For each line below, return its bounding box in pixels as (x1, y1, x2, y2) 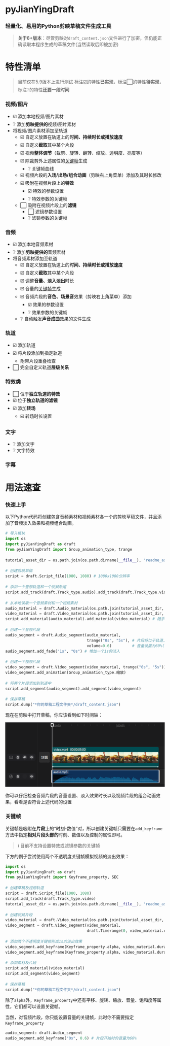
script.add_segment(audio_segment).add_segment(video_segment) (5, 686, 142, 691)
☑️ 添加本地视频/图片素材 (12, 113, 64, 119)
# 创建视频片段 (5, 912, 33, 917)
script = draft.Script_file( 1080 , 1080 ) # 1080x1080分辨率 (5, 573, 130, 579)
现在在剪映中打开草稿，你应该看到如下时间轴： (5, 712, 103, 718)
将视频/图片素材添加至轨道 (12, 127, 68, 133)
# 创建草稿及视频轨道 (5, 886, 44, 891)
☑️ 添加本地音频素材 (12, 241, 54, 247)
